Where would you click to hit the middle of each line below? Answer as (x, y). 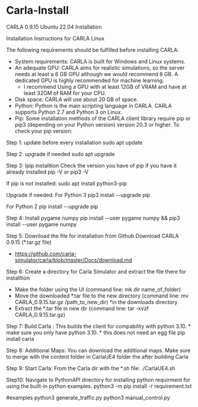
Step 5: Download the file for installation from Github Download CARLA (92, 236)
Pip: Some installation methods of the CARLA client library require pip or (103, 118)
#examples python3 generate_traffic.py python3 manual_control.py (88, 397)
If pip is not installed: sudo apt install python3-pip (67, 183)
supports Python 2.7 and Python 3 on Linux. (68, 112)
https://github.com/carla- (46, 253)
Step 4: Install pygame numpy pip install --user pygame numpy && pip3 (93, 218)
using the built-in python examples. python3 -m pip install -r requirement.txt (99, 386)
